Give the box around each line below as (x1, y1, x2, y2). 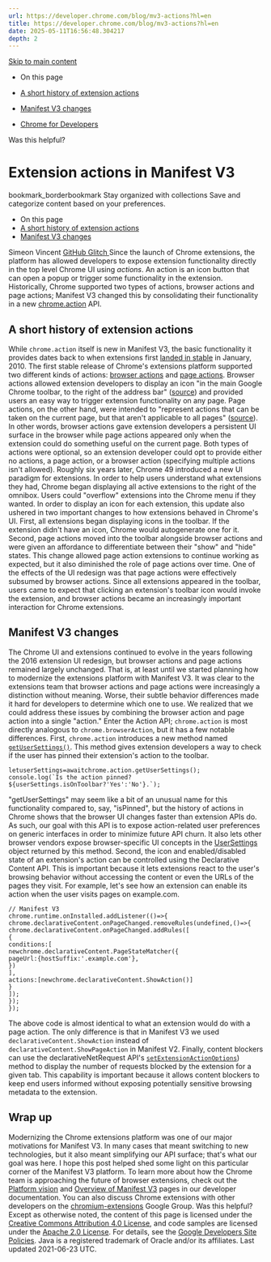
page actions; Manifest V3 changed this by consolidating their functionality (8, 291, 259, 301)
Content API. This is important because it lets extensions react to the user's (8, 863, 260, 873)
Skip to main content (8, 57, 78, 66)
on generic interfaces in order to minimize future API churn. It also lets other (8, 829, 262, 838)
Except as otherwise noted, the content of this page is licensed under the (8, 1209, 253, 1219)
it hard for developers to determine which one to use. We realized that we (8, 698, 253, 709)
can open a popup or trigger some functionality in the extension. (8, 273, 223, 284)
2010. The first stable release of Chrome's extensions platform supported (8, 361, 253, 371)
